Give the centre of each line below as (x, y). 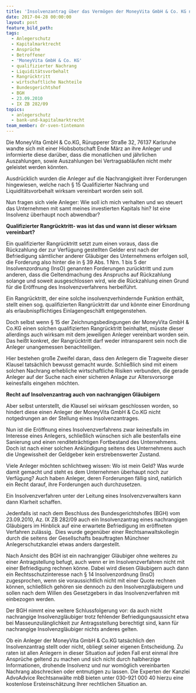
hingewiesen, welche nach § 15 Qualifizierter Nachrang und (78, 185)
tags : (13, 33)
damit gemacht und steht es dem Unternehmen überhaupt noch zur (87, 472)
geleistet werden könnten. (37, 167)
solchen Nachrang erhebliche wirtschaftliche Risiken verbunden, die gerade (97, 371)
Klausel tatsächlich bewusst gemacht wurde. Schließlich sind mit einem (92, 364)
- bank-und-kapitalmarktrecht (48, 120)
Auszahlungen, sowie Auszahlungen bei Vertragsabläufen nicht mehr (89, 161)
